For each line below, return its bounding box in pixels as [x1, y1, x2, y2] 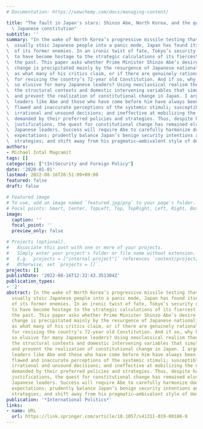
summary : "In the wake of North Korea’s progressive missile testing [6, 37, 185, 43]
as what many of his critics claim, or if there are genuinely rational [11, 324, 199, 330]
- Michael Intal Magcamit [6, 149, 71, 155]
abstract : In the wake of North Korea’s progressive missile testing [6, 290, 185, 296]
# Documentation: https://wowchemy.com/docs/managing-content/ [6, 8, 169, 15]
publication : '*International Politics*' [6, 396, 112, 403]
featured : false [6, 178, 47, 184]
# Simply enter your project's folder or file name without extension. [6, 250, 196, 256]
